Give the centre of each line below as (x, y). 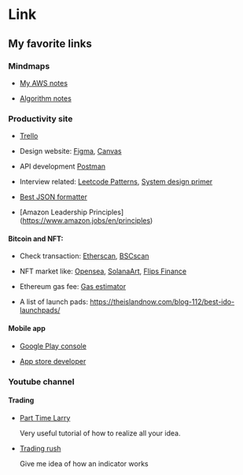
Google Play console (53, 346)
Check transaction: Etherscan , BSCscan (84, 256)
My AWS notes (44, 83)
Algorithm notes (46, 98)
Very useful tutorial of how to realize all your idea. (100, 433)
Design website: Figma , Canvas (70, 151)
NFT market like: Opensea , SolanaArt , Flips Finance (103, 271)
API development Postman (63, 166)
